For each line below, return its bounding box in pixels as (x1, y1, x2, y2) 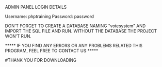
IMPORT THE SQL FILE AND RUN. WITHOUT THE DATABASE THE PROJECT (5, 28, 157, 33)
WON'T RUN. (5, 33, 32, 39)
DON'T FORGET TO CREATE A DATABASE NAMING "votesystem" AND (5, 23, 146, 29)
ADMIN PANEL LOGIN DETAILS (5, 4, 67, 10)
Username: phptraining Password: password (5, 14, 94, 19)
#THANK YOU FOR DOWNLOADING (5, 57, 77, 63)
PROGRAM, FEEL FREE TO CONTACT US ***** (5, 48, 98, 53)
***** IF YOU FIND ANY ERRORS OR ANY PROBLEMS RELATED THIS (5, 43, 143, 48)
